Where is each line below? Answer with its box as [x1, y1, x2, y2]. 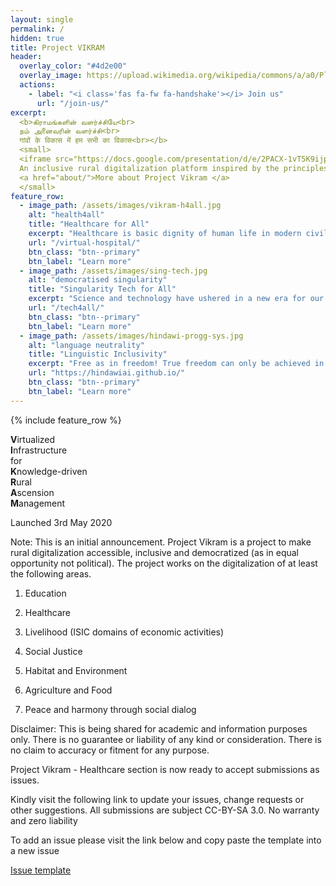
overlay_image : [19, 71, 83, 81]
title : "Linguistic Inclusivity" [28, 349, 168, 360]
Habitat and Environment [24, 664, 128, 676]
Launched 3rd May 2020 [10, 516, 113, 528]
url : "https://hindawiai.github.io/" [28, 368, 186, 378]
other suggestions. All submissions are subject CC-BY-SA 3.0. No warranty [10, 804, 320, 816]
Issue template [10, 864, 72, 876]
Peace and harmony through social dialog [24, 703, 197, 715]
